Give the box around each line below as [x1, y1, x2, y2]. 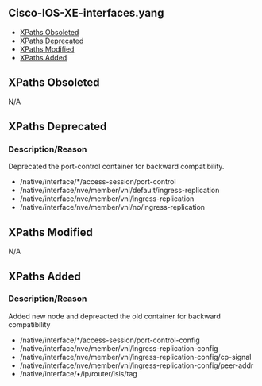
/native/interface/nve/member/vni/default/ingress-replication [19, 186, 220, 195]
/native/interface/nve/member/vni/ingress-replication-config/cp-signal [19, 352, 252, 361]
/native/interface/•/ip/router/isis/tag [19, 369, 137, 378]
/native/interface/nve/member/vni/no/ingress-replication [19, 203, 205, 212]
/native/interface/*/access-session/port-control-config [19, 335, 200, 345]
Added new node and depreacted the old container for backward [8, 311, 221, 321]
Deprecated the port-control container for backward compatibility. [8, 162, 225, 172]
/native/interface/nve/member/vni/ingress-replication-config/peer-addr [19, 361, 254, 370]
